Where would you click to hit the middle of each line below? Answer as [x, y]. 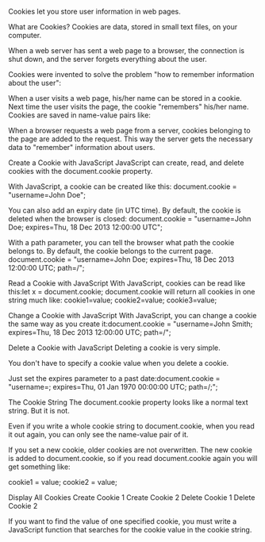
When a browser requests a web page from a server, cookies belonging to [130, 131]
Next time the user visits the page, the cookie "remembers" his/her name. [129, 107]
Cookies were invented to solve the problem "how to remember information [131, 74]
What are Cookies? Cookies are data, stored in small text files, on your [123, 27]
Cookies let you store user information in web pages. [94, 12]
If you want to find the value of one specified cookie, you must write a [123, 521]
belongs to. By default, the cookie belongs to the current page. [111, 251]
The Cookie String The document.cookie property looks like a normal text [128, 402]
